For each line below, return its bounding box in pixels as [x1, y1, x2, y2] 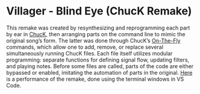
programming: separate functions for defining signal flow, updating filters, [6, 56, 190, 63]
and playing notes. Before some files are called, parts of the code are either [6, 62, 194, 70]
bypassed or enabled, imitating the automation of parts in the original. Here [6, 69, 193, 76]
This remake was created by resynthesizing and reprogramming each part [6, 24, 190, 31]
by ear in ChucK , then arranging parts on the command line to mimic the [6, 30, 186, 37]
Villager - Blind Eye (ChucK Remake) [6, 4, 192, 18]
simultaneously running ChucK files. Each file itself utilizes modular [6, 49, 173, 57]
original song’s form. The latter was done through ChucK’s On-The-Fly [6, 37, 181, 44]
